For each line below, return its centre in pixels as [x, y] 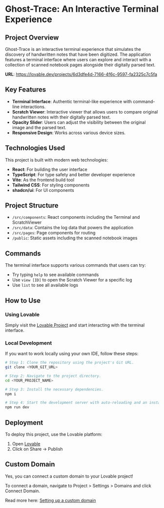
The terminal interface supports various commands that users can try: [76, 265]
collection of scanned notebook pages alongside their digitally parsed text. [80, 65]
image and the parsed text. [39, 127]
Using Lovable [22, 314]
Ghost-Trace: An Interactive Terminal [82, 9]
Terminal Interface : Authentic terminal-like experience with [72, 101]
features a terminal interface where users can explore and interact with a [78, 59]
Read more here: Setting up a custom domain [51, 500]
